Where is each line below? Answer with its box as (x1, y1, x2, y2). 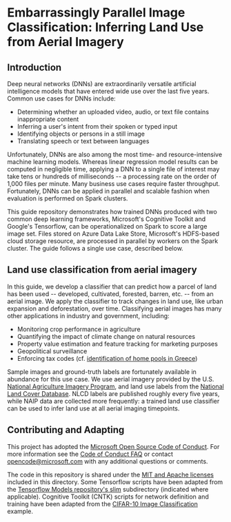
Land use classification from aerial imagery (7, 264, 198, 276)
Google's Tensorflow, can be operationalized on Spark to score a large (7, 222, 208, 230)
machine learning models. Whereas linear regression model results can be (7, 158, 219, 166)
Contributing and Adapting (7, 424, 125, 436)
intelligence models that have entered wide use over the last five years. (7, 87, 210, 95)
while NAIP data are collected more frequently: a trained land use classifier (7, 397, 220, 405)
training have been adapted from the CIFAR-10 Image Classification (7, 499, 199, 508)
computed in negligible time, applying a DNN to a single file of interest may (7, 165, 220, 173)
